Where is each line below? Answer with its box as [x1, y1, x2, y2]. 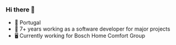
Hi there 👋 [5, 5, 36, 14]
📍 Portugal [14, 19, 41, 26]
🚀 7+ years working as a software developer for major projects [14, 25, 171, 32]
